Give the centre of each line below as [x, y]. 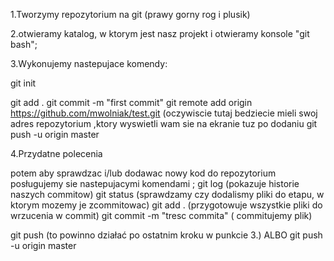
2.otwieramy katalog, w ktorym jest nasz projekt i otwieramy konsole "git [160, 33]
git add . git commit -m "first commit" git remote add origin [131, 102]
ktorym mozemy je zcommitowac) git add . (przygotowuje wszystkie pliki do [166, 205]
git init [23, 83]
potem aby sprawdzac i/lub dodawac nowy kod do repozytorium [143, 173]
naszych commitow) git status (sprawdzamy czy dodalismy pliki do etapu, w [167, 194]
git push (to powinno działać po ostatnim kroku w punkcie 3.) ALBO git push [166, 235]
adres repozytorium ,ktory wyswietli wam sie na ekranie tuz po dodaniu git [164, 123]
